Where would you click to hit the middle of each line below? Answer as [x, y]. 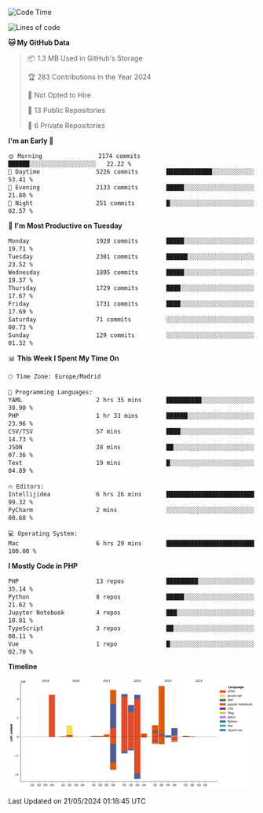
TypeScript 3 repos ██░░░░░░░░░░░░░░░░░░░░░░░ [131, 628]
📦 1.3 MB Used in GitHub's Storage [85, 58]
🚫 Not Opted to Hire [59, 95]
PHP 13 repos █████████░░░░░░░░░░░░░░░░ [131, 581]
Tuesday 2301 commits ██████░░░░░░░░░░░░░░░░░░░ [131, 257]
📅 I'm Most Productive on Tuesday [66, 225]
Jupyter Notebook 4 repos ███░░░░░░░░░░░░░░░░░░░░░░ [131, 613]
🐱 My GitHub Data [39, 42]
